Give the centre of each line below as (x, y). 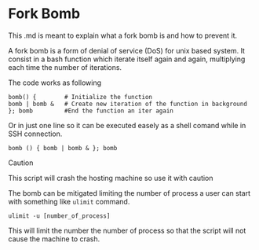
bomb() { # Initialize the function (80, 97)
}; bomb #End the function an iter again (91, 111)
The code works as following (55, 83)
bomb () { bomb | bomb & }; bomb (63, 148)
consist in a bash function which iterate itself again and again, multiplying (127, 59)
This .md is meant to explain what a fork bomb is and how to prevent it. (123, 35)
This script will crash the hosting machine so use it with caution (111, 178)
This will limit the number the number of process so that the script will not (127, 230)
